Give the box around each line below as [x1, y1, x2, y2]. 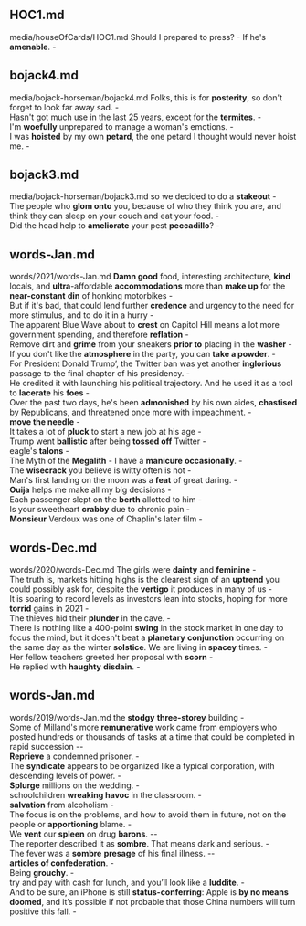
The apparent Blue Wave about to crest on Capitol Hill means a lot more [9, 320, 280, 331]
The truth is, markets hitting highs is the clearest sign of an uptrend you [9, 574, 280, 585]
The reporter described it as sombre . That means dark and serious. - [9, 837, 269, 848]
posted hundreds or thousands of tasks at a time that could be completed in [9, 731, 295, 742]
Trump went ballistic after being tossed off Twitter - [9, 436, 207, 447]
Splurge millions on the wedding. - [9, 780, 140, 791]
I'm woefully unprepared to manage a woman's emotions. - [9, 121, 235, 132]
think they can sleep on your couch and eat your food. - [9, 210, 219, 222]
